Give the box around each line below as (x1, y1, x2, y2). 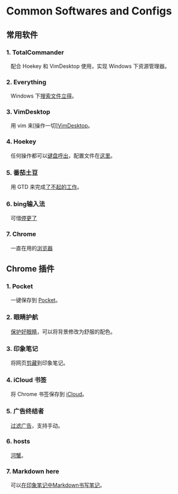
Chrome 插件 (6, 264, 55, 274)
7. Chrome (6, 230, 37, 238)
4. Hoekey (6, 137, 37, 146)
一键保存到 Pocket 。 (10, 297, 61, 304)
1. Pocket (6, 282, 33, 290)
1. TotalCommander (6, 48, 64, 57)
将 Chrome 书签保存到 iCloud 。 (10, 391, 88, 398)
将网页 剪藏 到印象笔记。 (10, 359, 69, 366)
